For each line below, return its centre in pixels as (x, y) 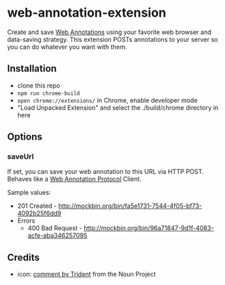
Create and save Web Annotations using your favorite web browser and (109, 32)
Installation (32, 68)
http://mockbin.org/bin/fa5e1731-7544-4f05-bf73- (130, 206)
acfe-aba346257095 (57, 236)
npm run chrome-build (48, 93)
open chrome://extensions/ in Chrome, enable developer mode (107, 100)
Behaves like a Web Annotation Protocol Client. (74, 179)
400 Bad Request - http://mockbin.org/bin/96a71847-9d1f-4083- (120, 228)
